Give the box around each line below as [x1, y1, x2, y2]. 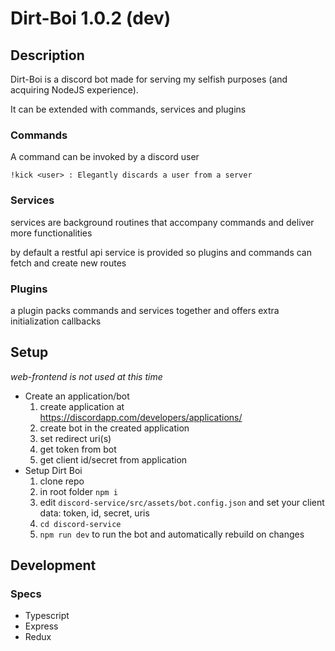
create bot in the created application [39, 422, 190, 434]
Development [10, 557, 97, 574]
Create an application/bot [24, 390, 130, 402]
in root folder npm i [39, 485, 118, 497]
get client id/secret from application [39, 453, 188, 466]
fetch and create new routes [10, 257, 127, 269]
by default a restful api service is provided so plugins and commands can [10, 246, 312, 258]
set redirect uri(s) [39, 432, 112, 444]
